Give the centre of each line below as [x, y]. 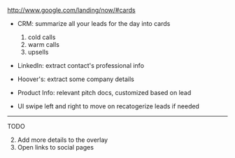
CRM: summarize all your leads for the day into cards [94, 23]
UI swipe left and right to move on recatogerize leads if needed [108, 106]
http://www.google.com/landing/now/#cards [71, 10]
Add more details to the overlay [63, 140]
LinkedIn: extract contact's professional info [81, 65]
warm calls [43, 44]
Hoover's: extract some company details [76, 79]
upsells [38, 52]
